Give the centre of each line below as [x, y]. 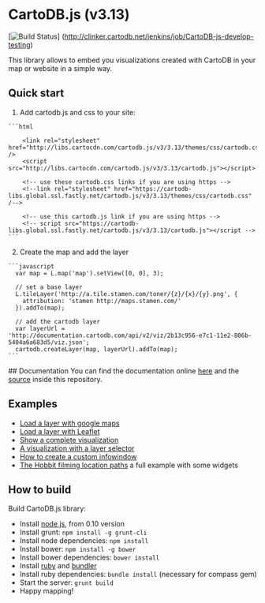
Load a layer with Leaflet [60, 431]
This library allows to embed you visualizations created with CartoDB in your [132, 60]
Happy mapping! [47, 591]
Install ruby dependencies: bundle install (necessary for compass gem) [138, 575]
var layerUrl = [40, 328]
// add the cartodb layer [58, 321]
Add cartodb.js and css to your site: [77, 112]
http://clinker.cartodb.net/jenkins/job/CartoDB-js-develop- [159, 36]
